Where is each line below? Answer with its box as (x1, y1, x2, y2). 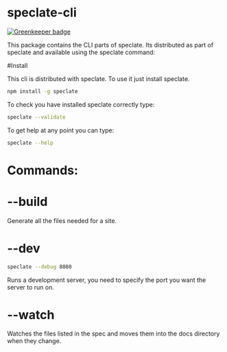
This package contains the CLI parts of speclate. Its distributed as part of (7, 40, 214, 49)
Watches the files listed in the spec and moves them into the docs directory (7, 329, 220, 338)
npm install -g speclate (7, 88, 78, 95)
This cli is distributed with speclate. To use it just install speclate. (7, 74, 190, 83)
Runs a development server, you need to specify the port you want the (7, 276, 206, 284)
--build (7, 193, 48, 209)
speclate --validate (7, 113, 67, 121)
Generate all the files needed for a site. (7, 216, 117, 224)
